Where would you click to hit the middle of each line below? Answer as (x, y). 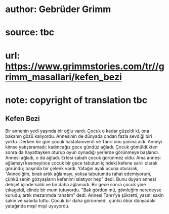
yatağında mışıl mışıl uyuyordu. (37, 206)
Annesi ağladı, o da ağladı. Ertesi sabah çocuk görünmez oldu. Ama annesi (83, 157)
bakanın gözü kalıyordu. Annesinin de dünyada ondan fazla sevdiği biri (79, 136)
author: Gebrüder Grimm (58, 9)
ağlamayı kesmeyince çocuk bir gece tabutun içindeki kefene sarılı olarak (81, 163)
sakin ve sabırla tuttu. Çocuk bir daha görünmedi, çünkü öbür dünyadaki (80, 200)
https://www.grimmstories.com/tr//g (85, 66)
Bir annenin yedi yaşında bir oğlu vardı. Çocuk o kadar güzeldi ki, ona (77, 131)
